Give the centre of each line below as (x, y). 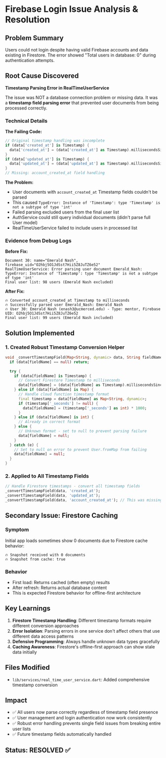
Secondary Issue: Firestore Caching (62, 515)
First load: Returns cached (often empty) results (61, 582)
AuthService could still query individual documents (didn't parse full (81, 217)
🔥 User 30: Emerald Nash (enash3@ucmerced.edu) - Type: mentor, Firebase (83, 309)
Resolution (28, 20)
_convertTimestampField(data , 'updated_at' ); (53, 496)
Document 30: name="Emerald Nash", (42, 261)
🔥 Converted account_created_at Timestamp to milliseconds (67, 301)
